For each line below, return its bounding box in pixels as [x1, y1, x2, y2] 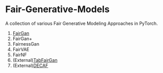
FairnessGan [12, 41, 40, 47]
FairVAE [12, 46, 30, 52]
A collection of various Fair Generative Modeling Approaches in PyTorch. [5, 20, 158, 26]
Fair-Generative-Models [5, 4, 110, 15]
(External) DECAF [12, 62, 48, 68]
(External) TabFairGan [12, 57, 58, 63]
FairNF [12, 52, 27, 58]
